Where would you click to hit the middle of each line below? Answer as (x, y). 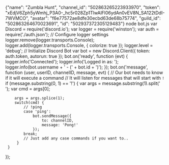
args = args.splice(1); (40, 98)
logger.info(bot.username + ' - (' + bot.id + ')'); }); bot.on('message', (77, 67)
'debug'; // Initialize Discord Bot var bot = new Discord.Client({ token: (78, 51)
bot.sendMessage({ (52, 116)
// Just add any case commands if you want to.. (76, 138)
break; (31, 134)
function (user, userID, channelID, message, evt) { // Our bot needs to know (84, 73)
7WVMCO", (17, 18)
